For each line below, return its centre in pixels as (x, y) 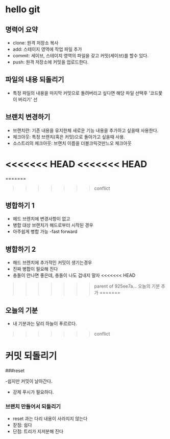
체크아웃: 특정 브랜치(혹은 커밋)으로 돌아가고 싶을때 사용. (69, 137)
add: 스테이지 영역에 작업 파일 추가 (47, 49)
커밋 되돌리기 (31, 356)
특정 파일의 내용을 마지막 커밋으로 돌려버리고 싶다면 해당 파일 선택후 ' (81, 93)
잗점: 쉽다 (22, 425)
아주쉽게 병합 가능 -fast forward (45, 232)
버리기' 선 (28, 99)
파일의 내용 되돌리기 (35, 80)
